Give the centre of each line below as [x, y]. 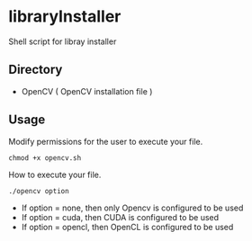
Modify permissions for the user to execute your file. [106, 141]
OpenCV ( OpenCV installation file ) [87, 91]
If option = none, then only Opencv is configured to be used [132, 208]
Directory [36, 70]
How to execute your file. [55, 174]
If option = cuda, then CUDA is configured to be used [120, 217]
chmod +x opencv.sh [45, 158]
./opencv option [39, 191]
